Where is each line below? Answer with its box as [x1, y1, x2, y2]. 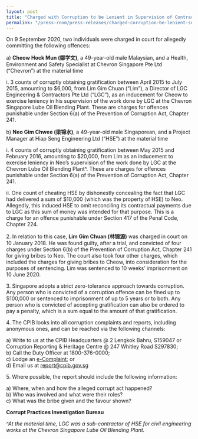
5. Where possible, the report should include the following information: [6, 373, 177, 381]
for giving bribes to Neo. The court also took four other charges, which [6, 252, 178, 259]
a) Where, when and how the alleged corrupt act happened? [6, 385, 153, 392]
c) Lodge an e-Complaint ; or [6, 356, 75, 363]
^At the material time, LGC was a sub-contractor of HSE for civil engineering [6, 420, 192, 427]
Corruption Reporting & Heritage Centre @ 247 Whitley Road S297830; [6, 343, 179, 350]
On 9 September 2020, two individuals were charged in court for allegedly [6, 36, 187, 43]
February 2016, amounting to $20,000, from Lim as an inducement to [6, 153, 174, 160]
